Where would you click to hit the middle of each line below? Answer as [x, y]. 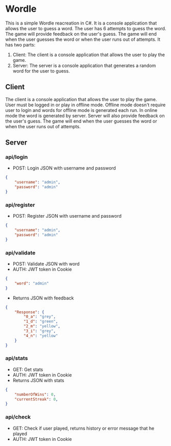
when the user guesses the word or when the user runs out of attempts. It [83, 39]
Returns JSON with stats [39, 380]
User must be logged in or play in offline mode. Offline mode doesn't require [86, 105]
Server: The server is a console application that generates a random [84, 65]
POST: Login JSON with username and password [64, 168]
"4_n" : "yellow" [41, 336]
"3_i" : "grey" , [40, 331]
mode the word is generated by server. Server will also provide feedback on [85, 115]
